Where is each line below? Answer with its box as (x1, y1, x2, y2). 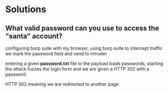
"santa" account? (5, 32, 62, 40)
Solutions (5, 4, 47, 15)
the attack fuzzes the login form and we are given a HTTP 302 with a (5, 66, 150, 72)
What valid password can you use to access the (5, 24, 159, 33)
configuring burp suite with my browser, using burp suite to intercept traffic (5, 45, 163, 51)
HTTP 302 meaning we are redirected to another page (5, 81, 119, 87)
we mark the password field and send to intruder (5, 51, 108, 56)
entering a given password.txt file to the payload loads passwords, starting (5, 60, 163, 67)
